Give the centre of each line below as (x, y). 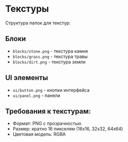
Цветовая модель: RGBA (39, 134)
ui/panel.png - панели (36, 95)
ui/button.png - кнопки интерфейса (51, 90)
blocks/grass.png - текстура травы (50, 56)
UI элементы (27, 78)
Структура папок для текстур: (38, 23)
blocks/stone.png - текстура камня (50, 51)
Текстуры (27, 9)
